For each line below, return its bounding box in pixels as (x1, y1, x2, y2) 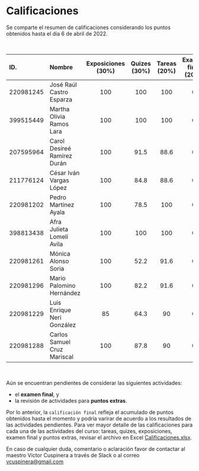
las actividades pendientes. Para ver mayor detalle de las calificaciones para (6, 421, 193, 428)
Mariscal (49, 352, 74, 361)
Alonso (49, 257, 69, 265)
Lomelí (49, 233, 69, 241)
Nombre (49, 63, 73, 71)
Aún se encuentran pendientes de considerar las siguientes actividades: (6, 379, 182, 386)
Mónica (49, 249, 71, 257)
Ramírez (49, 151, 73, 160)
